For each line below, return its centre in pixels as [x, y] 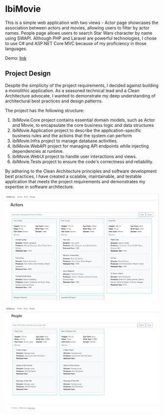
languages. [16, 49]
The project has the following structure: [45, 110]
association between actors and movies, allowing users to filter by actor [77, 27]
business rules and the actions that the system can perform [72, 135]
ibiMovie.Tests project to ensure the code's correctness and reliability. [83, 161]
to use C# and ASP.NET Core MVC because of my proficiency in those [76, 43]
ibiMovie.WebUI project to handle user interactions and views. [74, 156]
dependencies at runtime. [38, 151]
